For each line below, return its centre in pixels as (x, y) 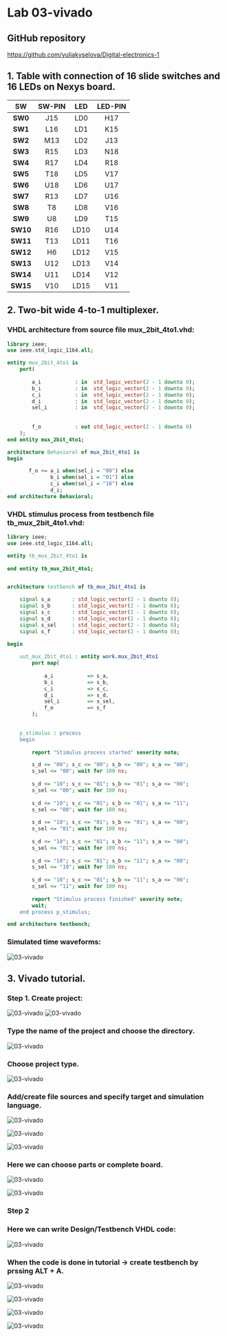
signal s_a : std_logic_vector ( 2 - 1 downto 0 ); (100, 600)
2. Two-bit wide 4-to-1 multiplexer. (83, 310)
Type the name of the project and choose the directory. (101, 1031)
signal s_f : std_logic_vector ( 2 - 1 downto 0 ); (100, 631)
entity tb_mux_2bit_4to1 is (47, 555)
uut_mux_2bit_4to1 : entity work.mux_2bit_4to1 (89, 657)
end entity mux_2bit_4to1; (46, 439)
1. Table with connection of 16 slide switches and (114, 76)
